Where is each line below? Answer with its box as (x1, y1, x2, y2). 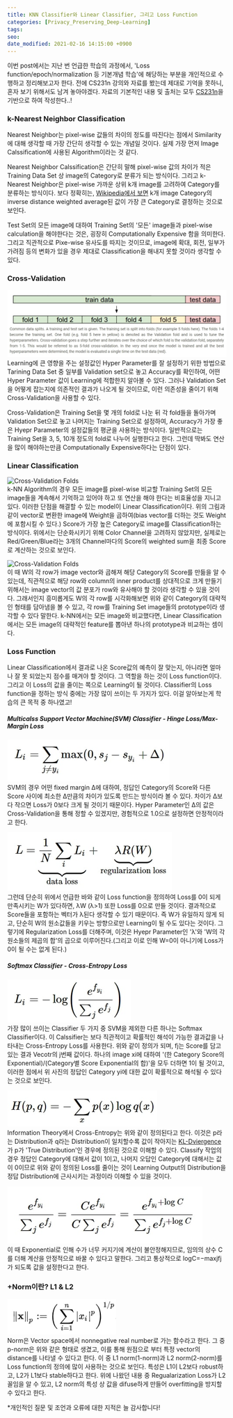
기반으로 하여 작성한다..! (7, 96, 72, 104)
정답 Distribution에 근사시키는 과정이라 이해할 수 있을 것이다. (7, 1172, 172, 1181)
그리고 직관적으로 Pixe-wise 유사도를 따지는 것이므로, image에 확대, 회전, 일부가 (7, 239, 225, 247)
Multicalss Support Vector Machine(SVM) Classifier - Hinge (7, 714, 185, 723)
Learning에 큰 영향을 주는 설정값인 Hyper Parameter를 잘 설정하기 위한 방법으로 (7, 358, 226, 367)
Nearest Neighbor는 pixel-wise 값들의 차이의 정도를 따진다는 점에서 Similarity (7, 131, 222, 139)
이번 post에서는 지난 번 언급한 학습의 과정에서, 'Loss (7, 61, 150, 70)
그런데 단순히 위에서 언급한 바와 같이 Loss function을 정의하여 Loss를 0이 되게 (7, 893, 221, 901)
